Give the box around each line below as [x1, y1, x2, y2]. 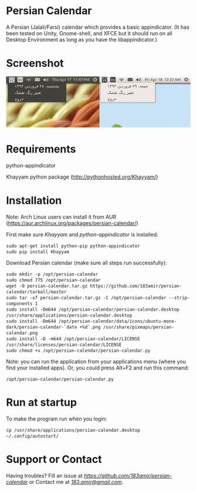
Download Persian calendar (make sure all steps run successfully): [6, 260, 167, 267]
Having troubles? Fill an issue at [6, 472, 83, 479]
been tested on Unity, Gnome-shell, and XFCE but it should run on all [6, 29, 173, 36]
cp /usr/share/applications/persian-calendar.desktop [6, 428, 141, 433]
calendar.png [6, 330, 38, 336]
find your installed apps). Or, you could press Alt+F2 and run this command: [6, 364, 189, 371]
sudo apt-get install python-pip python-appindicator [6, 243, 141, 249]
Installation [6, 194, 62, 207]
